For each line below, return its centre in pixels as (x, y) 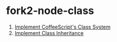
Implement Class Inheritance (49, 33)
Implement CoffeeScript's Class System (63, 27)
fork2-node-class (50, 11)
